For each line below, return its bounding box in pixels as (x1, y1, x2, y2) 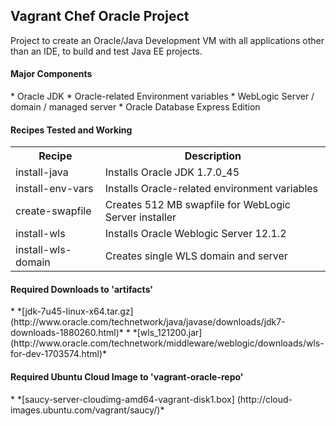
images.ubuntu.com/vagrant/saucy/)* (10, 404, 165, 416)
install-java (15, 165, 69, 179)
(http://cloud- (236, 393, 293, 405)
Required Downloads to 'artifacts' (10, 283, 154, 295)
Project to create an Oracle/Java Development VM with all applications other (10, 34, 325, 46)
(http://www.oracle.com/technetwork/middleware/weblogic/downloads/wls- (10, 337, 325, 349)
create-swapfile (15, 204, 92, 218)
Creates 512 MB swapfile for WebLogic (104, 198, 291, 212)
